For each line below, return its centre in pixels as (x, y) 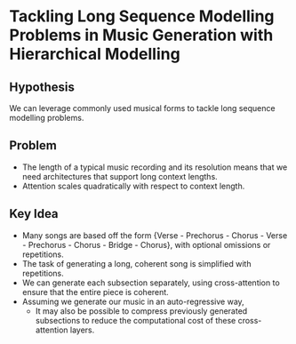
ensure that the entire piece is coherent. (95, 292)
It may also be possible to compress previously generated (141, 311)
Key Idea (34, 214)
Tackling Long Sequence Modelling (142, 16)
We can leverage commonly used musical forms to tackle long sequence (142, 108)
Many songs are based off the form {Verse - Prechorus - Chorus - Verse (155, 235)
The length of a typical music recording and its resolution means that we (155, 167)
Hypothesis (42, 87)
